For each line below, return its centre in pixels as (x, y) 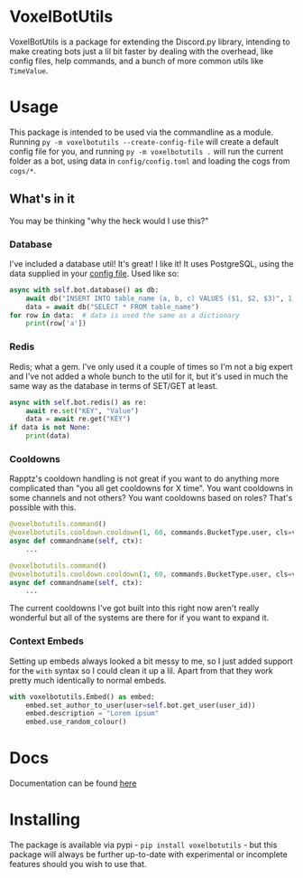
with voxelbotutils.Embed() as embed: (82, 697)
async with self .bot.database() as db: (84, 290)
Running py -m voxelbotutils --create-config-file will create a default (144, 141)
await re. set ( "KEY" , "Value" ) (83, 411)
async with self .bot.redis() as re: (78, 402)
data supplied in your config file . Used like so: (94, 273)
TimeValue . (29, 71)
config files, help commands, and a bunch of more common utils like (137, 61)
